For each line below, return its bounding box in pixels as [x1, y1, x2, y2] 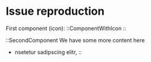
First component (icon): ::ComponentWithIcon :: [6, 25, 126, 32]
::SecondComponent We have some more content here [6, 36, 145, 44]
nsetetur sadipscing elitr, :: [14, 48, 82, 56]
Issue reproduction [6, 4, 105, 18]
